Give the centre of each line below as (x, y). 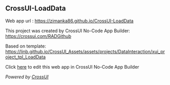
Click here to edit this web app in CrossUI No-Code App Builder (72, 67)
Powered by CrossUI (27, 77)
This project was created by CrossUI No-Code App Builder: (68, 31)
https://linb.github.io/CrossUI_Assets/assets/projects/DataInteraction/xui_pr (85, 51)
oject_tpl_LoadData (26, 57)
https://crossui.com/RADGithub (38, 36)
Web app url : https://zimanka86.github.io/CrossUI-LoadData (70, 20)
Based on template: (26, 46)
